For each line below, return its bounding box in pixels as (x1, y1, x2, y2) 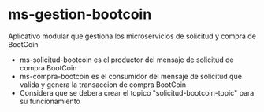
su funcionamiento (19, 96, 80, 106)
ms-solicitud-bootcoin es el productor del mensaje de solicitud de (19, 55, 234, 64)
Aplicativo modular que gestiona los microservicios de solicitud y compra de (8, 31, 256, 41)
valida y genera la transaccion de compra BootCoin (19, 80, 187, 89)
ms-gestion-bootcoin (8, 5, 152, 23)
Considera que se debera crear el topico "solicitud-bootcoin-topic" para (19, 88, 255, 97)
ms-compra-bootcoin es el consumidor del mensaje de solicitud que (19, 71, 243, 81)
